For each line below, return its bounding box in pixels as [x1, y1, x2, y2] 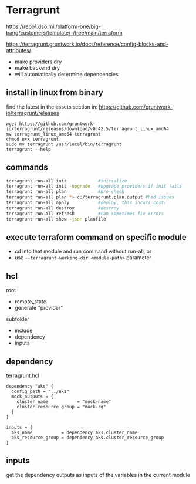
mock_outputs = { [11, 394, 54, 400]
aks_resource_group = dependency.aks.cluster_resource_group [11, 435, 164, 441]
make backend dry [14, 64, 60, 71]
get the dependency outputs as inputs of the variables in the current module [6, 471, 191, 478]
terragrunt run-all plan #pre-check [6, 189, 125, 195]
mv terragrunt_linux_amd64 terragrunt [6, 131, 101, 137]
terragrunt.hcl [6, 372, 39, 379]
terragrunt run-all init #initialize [6, 178, 127, 184]
